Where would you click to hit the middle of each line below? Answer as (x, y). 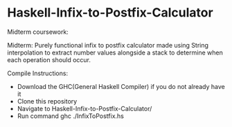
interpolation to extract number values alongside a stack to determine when (115, 52)
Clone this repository (47, 101)
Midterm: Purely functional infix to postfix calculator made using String (108, 45)
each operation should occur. (49, 59)
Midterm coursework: (38, 32)
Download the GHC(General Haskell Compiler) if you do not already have (121, 86)
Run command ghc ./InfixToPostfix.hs (71, 116)
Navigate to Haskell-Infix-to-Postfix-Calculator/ (84, 108)
